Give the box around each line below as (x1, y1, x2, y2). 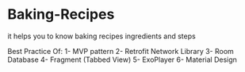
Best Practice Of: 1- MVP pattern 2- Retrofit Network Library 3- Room (7, 46, 235, 56)
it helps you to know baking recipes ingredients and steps (7, 31, 196, 41)
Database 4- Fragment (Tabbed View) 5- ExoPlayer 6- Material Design (7, 55, 237, 64)
